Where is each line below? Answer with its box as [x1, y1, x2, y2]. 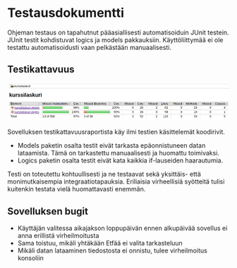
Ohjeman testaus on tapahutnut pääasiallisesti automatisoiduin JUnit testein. [7, 28, 229, 37]
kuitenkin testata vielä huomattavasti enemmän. [7, 185, 146, 193]
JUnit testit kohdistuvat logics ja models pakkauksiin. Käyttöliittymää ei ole [7, 35, 224, 44]
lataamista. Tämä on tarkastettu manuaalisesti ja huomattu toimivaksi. [17, 149, 220, 158]
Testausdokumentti [7, 5, 125, 21]
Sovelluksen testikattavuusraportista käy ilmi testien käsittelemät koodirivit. [7, 128, 226, 136]
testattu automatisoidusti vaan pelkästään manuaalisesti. [7, 43, 171, 51]
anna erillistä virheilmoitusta [17, 231, 99, 240]
